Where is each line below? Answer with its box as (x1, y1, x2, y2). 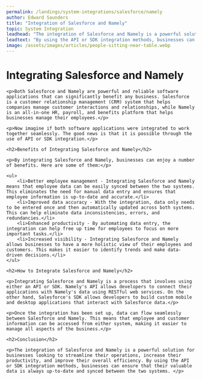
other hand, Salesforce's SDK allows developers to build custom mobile (6, 294, 192, 300)
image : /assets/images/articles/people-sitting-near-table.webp (6, 43, 171, 49)
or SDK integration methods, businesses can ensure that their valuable (6, 363, 192, 369)
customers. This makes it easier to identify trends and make (6, 247, 165, 253)
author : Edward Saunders (6, 14, 69, 21)
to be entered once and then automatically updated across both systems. (6, 204, 195, 211)
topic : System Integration (6, 25, 74, 32)
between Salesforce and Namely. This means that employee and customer (6, 315, 189, 321)
